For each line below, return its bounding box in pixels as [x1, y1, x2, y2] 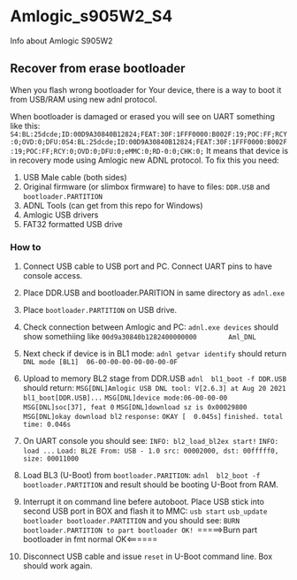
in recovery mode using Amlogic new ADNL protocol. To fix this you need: [10, 155, 279, 165]
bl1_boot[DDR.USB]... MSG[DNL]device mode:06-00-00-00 [22, 393, 228, 403]
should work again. [22, 561, 93, 571]
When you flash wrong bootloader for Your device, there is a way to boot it [10, 84, 282, 95]
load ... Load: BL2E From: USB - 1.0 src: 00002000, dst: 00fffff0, [22, 446, 279, 456]
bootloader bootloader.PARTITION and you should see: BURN [22, 515, 240, 526]
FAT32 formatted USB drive [22, 218, 123, 229]
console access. [22, 271, 83, 281]
